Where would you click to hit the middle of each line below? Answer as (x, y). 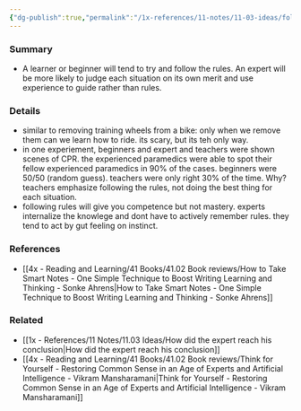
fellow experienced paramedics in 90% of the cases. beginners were (150, 169)
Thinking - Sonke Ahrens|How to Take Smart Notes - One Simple (142, 287)
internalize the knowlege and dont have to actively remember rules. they (155, 216)
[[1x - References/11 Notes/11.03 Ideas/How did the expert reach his (147, 340)
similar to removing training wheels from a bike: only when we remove (151, 130)
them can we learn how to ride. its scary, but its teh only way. (135, 140)
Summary (31, 48)
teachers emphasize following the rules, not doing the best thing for (147, 188)
